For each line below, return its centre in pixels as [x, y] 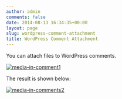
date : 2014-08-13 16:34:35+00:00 [47, 22]
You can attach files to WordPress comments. [61, 56]
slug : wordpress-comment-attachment [51, 34]
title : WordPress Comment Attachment [52, 39]
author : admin [23, 11]
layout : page [22, 28]
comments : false [26, 17]
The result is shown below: [39, 78]
